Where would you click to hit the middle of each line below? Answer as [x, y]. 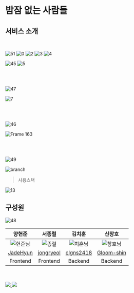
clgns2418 [79, 252]
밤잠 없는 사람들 [36, 11]
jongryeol [49, 252]
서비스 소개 [22, 31]
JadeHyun [21, 252]
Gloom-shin [112, 252]
